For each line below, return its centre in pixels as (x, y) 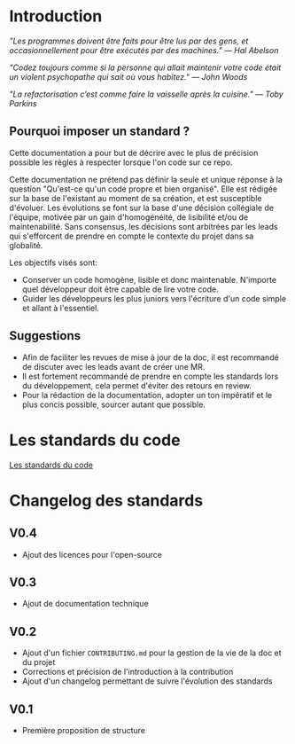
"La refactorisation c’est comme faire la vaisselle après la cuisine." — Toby (146, 94)
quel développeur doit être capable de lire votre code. (120, 289)
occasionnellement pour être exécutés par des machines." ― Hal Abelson (144, 50)
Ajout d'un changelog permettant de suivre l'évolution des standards (147, 681)
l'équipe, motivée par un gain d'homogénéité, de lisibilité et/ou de (129, 217)
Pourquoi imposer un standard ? (100, 132)
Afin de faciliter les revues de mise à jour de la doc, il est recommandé (150, 357)
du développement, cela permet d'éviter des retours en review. (137, 385)
